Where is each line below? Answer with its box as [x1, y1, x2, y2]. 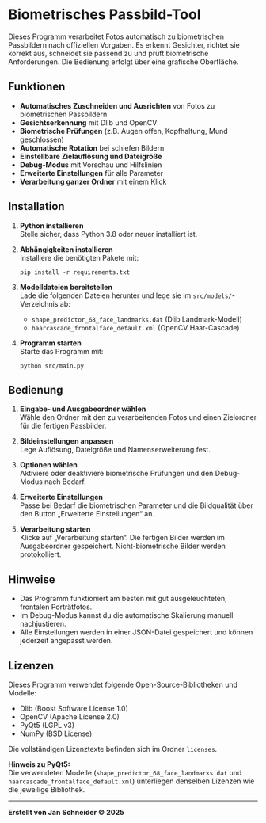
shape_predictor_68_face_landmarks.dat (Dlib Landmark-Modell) [31, 314, 243, 324]
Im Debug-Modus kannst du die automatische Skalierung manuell [19, 611, 234, 620]
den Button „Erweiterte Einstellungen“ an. [19, 509, 154, 519]
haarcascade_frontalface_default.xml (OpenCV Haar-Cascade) [31, 322, 240, 332]
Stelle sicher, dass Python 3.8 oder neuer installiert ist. [19, 229, 198, 238]
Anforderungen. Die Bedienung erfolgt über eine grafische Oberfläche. [8, 57, 239, 67]
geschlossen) [19, 135, 65, 144]
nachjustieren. [19, 619, 66, 629]
